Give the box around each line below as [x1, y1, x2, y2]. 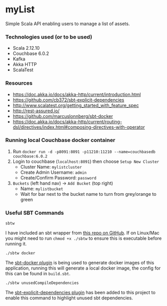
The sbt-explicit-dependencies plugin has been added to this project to [5, 290, 156, 296]
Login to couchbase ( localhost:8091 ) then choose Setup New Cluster [12, 158, 159, 165]
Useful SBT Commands [5, 209, 64, 216]
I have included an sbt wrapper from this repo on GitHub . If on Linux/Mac [5, 230, 160, 236]
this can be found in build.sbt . [5, 271, 71, 277]
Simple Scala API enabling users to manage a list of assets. [5, 21, 130, 27]
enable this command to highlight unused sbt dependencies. [5, 295, 133, 301]
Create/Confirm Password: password [20, 174, 96, 180]
